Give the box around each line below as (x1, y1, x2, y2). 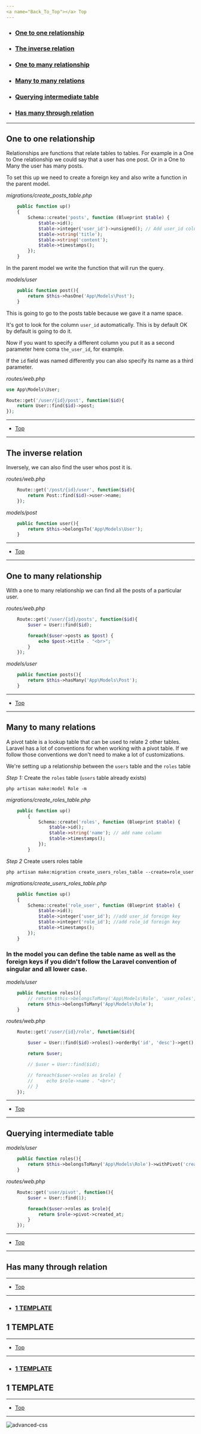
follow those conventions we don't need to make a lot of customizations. (6, 751, 185, 758)
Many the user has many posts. (6, 162, 84, 169)
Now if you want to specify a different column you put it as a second (6, 339, 175, 346)
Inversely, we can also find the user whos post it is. (6, 464, 132, 471)
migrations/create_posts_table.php (6, 192, 93, 199)
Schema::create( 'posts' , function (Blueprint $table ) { (28, 215, 170, 221)
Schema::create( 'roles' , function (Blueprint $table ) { (38, 819, 181, 825)
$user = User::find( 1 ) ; (28, 1195, 87, 1201)
